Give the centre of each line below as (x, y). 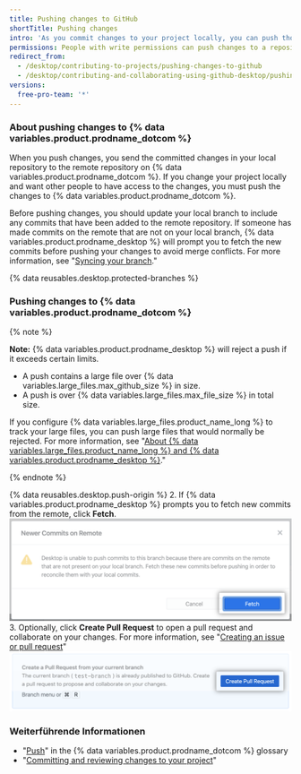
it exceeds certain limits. (54, 359)
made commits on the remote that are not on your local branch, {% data (142, 232)
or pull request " (38, 647)
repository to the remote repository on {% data (95, 167)
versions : (28, 85)
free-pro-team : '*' (54, 94)
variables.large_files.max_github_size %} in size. (112, 386)
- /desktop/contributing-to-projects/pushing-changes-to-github (140, 66)
